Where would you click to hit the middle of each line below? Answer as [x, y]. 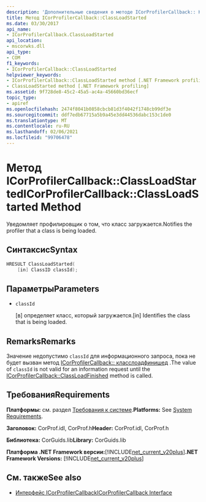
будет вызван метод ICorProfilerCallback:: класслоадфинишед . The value [101, 362]
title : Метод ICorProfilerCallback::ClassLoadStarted [77, 18]
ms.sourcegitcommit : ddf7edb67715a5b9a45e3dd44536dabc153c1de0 [89, 115]
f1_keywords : [23, 63]
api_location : [25, 41]
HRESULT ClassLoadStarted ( [41, 264]
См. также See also [44, 478]
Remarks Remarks [41, 341]
